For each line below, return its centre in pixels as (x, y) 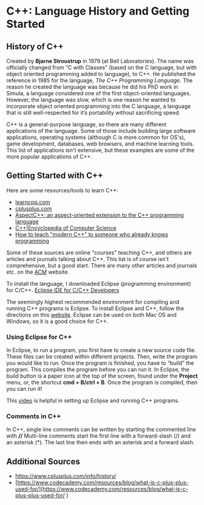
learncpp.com (32, 202)
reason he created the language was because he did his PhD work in (92, 87)
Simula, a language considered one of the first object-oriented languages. (99, 93)
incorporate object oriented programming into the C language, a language (99, 106)
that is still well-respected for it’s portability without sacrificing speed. (93, 113)
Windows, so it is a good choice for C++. (57, 321)
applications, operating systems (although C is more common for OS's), (96, 137)
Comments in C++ (34, 416)
